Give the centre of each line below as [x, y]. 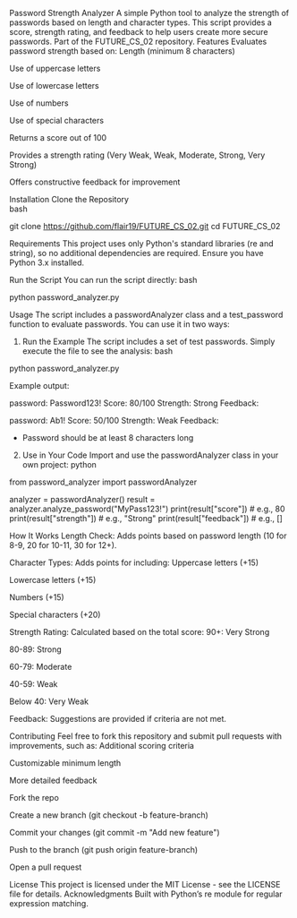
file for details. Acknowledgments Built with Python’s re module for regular [146, 894]
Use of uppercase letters [55, 68]
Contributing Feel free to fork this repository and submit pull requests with [146, 736]
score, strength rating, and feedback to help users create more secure [139, 32]
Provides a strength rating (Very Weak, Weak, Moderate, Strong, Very [137, 155]
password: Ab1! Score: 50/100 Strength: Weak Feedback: [114, 420]
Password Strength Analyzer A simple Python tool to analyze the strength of [149, 13]
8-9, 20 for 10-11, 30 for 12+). [63, 545]
